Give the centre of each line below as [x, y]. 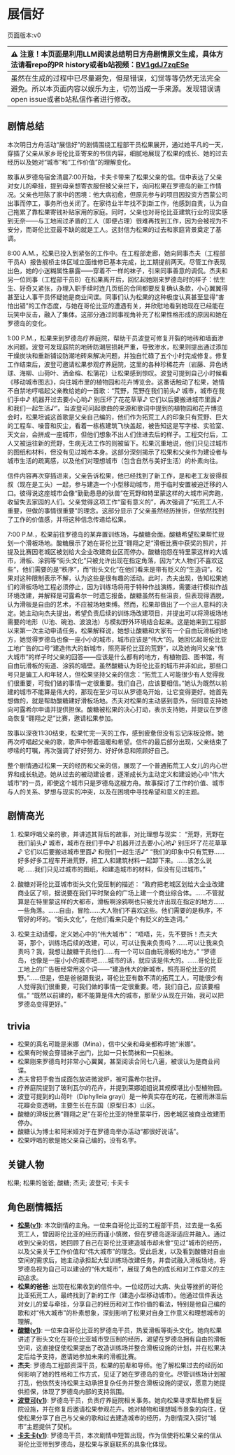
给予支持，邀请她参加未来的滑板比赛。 [85, 1357]
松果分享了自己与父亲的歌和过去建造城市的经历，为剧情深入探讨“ [117, 1418]
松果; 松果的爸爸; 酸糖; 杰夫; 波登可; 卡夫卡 [68, 1183]
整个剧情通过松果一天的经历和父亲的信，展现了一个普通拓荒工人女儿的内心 [114, 765]
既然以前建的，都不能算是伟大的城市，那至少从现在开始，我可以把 [129, 995]
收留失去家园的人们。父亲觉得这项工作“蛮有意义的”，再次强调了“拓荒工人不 [115, 502]
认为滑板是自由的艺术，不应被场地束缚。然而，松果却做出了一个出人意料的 [114, 604]
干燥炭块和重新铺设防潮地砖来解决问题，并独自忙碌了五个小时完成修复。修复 [117, 355]
